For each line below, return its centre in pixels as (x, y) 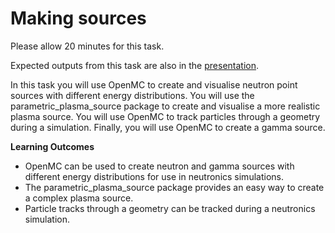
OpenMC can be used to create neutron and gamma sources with (159, 166)
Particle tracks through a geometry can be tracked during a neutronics (170, 208)
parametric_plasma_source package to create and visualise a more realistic (165, 106)
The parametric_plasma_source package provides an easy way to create (174, 187)
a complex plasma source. (79, 198)
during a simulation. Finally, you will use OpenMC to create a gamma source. (168, 127)
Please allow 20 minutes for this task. (87, 46)
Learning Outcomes (52, 146)
